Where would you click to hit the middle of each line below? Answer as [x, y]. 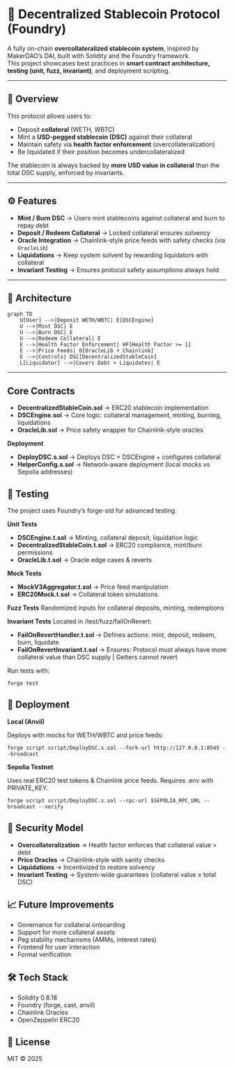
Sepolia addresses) [45, 472]
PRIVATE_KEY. [28, 788]
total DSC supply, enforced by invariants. [66, 172]
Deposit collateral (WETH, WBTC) [66, 129]
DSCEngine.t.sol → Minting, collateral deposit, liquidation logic [108, 537]
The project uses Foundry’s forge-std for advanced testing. [92, 511]
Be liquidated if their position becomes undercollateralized [101, 151]
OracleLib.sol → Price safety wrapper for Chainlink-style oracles [110, 430]
